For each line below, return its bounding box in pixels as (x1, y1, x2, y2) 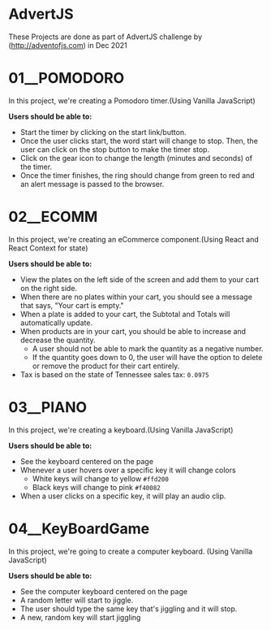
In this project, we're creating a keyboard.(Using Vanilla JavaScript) (8, 424, 234, 435)
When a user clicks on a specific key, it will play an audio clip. (19, 491, 226, 501)
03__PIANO (8, 398, 88, 416)
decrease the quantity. (19, 335, 96, 345)
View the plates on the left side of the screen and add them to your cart (19, 274, 260, 285)
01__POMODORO (8, 69, 125, 88)
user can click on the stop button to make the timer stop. (19, 144, 209, 154)
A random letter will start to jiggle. (19, 595, 134, 605)
